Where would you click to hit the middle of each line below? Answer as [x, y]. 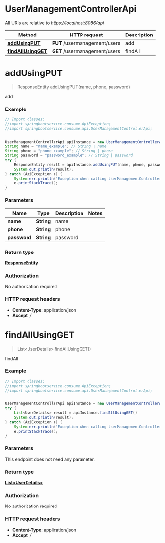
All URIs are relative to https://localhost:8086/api [55, 23]
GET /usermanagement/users [86, 51]
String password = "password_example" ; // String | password [69, 156]
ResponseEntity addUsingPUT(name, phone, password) [73, 87]
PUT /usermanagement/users [86, 43]
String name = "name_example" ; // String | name [56, 146]
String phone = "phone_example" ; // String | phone [59, 151]
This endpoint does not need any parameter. [50, 459]
